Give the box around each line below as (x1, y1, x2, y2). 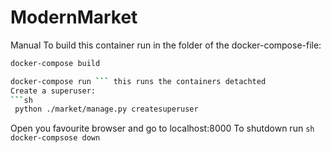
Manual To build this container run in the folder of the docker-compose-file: (10, 39, 322, 51)
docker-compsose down (10, 133, 101, 143)
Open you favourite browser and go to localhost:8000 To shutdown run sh (10, 122, 315, 135)
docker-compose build (10, 58, 101, 68)
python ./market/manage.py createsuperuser (14, 104, 199, 115)
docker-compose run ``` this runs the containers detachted (10, 76, 267, 86)
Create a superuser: (10, 86, 97, 96)
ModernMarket (10, 6, 138, 29)
